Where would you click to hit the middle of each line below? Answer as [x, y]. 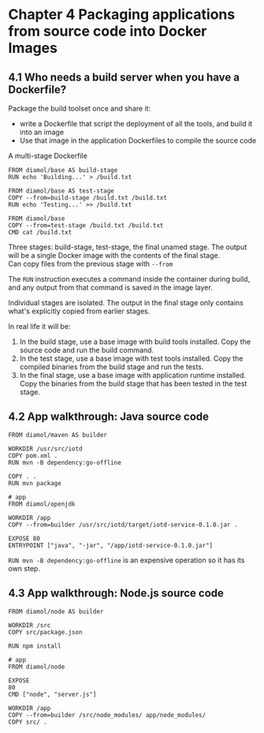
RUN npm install [35, 646]
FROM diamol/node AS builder [56, 611]
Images [33, 48]
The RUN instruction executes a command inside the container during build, [129, 279]
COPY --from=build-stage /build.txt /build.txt [88, 198]
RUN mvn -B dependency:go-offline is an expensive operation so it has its [126, 560]
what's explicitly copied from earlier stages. [79, 311]
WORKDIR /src [30, 625]
